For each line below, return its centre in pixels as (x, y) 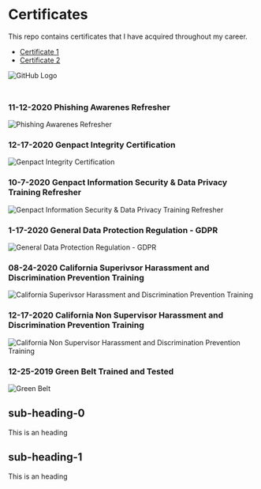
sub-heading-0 (47, 414)
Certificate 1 (39, 51)
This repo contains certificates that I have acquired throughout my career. (128, 36)
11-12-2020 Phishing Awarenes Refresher (89, 107)
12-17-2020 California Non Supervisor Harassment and (116, 315)
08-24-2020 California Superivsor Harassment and (109, 268)
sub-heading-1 (45, 457)
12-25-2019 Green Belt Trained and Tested (91, 371)
